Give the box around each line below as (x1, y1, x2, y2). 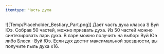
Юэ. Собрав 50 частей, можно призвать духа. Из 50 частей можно (5, 26, 153, 33)
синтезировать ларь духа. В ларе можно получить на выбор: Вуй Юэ (5, 32, 157, 38)
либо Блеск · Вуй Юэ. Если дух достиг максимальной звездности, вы (5, 38, 158, 44)
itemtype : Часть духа (5, 7, 52, 13)
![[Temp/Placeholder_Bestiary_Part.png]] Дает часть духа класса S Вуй (5, 21, 159, 28)
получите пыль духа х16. (5, 43, 59, 49)
